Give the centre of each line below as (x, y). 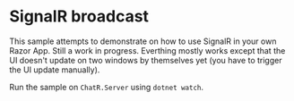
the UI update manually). (55, 70)
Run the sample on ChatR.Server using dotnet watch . (107, 87)
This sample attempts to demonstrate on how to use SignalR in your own (143, 41)
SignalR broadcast (79, 17)
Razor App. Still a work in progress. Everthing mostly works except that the (147, 50)
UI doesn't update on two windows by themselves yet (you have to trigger (146, 60)
